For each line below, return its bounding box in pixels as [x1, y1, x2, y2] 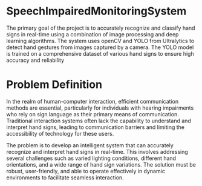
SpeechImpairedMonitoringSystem [6, 4, 187, 18]
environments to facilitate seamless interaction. [6, 174, 124, 181]
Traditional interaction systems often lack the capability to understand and [6, 117, 192, 124]
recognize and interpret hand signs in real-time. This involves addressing [6, 148, 189, 155]
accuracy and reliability [6, 56, 65, 64]
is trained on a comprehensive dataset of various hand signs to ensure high [6, 50, 195, 57]
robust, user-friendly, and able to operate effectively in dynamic [6, 167, 165, 174]
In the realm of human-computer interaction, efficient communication [6, 98, 179, 105]
